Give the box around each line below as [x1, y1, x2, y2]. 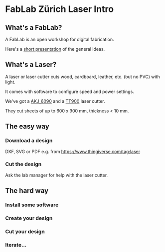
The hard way [5, 186, 49, 195]
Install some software [5, 201, 59, 208]
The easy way [5, 122, 50, 131]
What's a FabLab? [5, 23, 62, 32]
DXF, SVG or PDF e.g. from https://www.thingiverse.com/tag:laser [5, 148, 141, 155]
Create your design [5, 215, 53, 222]
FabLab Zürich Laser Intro [5, 3, 114, 15]
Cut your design [5, 228, 45, 235]
